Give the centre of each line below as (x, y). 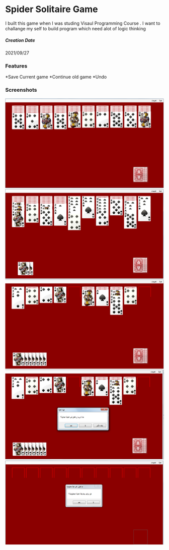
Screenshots (21, 90)
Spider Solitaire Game (52, 9)
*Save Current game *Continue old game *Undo (56, 77)
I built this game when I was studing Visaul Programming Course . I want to (83, 23)
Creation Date (20, 40)
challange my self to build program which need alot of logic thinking (75, 28)
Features (16, 66)
